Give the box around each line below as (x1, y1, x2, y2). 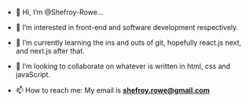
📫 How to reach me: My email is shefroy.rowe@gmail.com (15, 86, 210, 94)
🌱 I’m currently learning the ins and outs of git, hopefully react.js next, (15, 38, 242, 47)
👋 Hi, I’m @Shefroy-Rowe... (15, 8, 104, 17)
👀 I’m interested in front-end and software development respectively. (15, 23, 239, 31)
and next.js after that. (15, 46, 85, 55)
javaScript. (15, 70, 51, 79)
